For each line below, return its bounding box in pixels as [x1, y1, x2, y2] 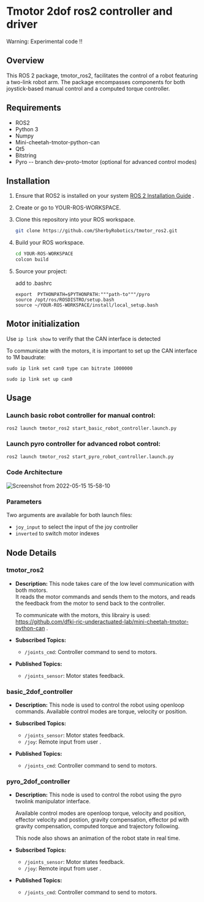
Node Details [6, 548, 57, 558]
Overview [6, 55, 45, 66]
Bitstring [15, 152, 37, 159]
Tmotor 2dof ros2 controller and [6, 4, 173, 18]
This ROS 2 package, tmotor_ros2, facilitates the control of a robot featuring [6, 72, 198, 79]
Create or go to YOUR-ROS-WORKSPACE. [15, 204, 121, 211]
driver [6, 17, 38, 31]
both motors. [15, 586, 48, 594]
